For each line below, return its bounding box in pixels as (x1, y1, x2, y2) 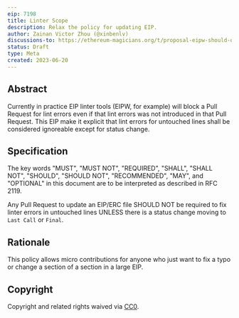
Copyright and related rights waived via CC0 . (7, 302, 139, 310)
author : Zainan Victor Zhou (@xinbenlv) (7, 30, 129, 38)
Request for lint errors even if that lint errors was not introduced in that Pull (7, 110, 227, 118)
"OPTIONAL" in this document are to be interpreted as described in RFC (7, 179, 218, 188)
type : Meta (7, 51, 40, 58)
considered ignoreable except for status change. (7, 124, 150, 133)
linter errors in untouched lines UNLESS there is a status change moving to (7, 208, 226, 217)
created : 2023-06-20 (7, 57, 69, 64)
